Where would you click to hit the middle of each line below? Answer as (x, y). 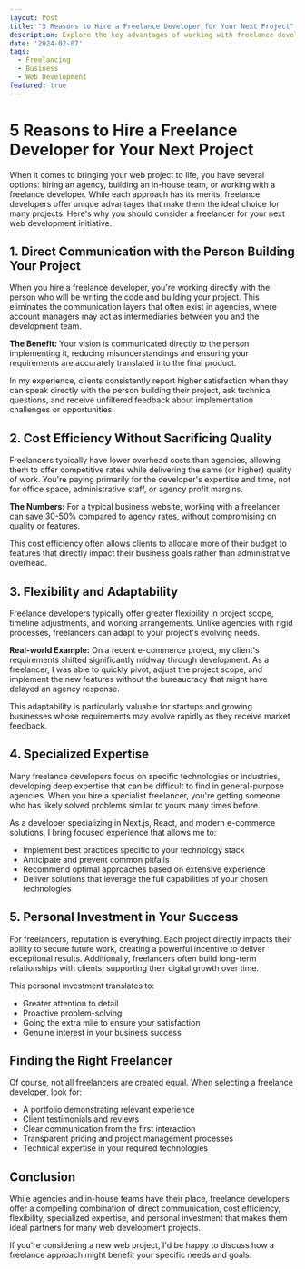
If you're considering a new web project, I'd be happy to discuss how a (142, 1245)
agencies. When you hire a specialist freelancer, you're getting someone (145, 795)
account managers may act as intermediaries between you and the (134, 317)
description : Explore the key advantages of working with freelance (142, 35)
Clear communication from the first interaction (109, 1129)
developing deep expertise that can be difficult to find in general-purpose (147, 786)
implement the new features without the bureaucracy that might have (138, 679)
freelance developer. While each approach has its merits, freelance (135, 194)
